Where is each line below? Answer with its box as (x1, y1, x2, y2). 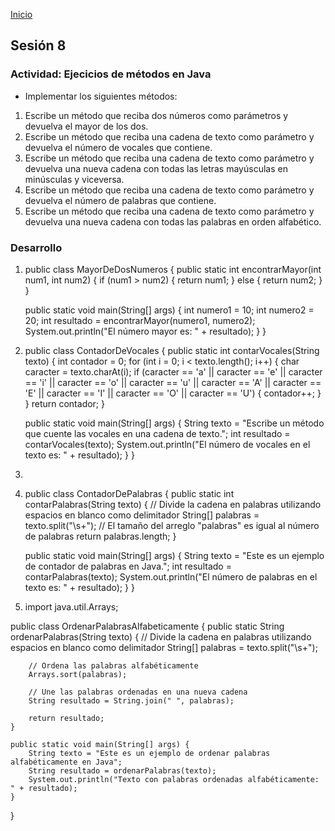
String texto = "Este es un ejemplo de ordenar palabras (28, 748, 271, 758)
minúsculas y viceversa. (24, 173, 125, 185)
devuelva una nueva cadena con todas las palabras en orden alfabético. (24, 215, 322, 228)
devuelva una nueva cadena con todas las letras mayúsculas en (24, 162, 288, 174)
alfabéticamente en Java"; (10, 757, 123, 767)
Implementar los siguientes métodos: (24, 90, 178, 102)
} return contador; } (24, 397, 105, 409)
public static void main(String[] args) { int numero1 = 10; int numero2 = (24, 304, 315, 316)
